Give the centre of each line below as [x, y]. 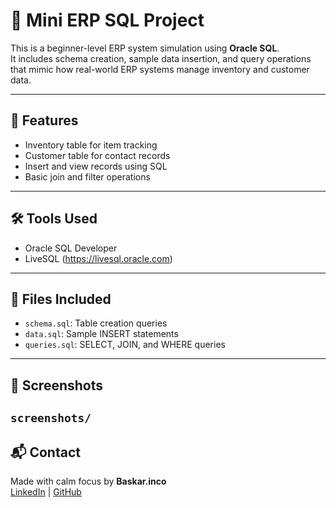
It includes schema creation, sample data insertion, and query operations [161, 58]
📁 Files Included [61, 299]
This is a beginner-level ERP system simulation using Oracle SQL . [145, 48]
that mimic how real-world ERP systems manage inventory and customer [160, 69]
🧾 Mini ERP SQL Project [107, 20]
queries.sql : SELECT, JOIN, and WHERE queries [125, 345]
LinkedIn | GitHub [46, 491]
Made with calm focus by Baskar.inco [88, 481]
